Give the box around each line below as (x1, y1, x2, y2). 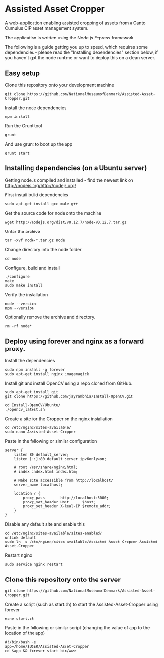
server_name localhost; (14, 482, 63, 487)
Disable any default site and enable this (5, 521, 85, 527)
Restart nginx (5, 552, 33, 558)
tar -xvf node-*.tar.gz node (5, 238, 65, 243)
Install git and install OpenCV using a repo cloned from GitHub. (5, 380, 132, 386)
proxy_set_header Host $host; (23, 500, 96, 504)
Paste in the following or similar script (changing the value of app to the (5, 625, 150, 631)
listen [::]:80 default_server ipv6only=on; (14, 457, 107, 462)
